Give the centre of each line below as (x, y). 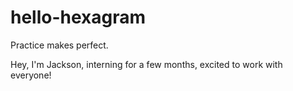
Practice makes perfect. (59, 45)
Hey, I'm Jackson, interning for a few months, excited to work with (146, 64)
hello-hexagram (78, 17)
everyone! (31, 75)
